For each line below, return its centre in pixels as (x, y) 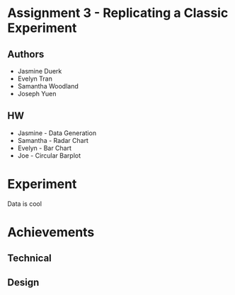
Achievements (51, 232)
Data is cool (25, 204)
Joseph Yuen (37, 94)
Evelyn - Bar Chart (45, 148)
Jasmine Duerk (40, 71)
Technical (29, 259)
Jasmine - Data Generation (57, 133)
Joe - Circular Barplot (49, 155)
